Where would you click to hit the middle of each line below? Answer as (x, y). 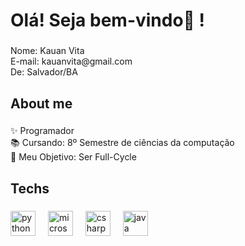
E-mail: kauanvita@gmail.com (71, 61)
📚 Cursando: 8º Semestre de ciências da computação (122, 143)
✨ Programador (42, 131)
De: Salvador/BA (44, 72)
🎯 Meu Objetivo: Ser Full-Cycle (73, 157)
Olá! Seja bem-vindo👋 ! (108, 20)
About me (41, 103)
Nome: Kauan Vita (47, 51)
